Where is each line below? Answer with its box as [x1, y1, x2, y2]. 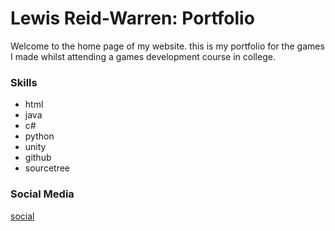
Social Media [10, 187, 75, 201]
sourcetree [24, 162, 70, 174]
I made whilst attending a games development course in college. [10, 50, 276, 62]
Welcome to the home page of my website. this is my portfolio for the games [10, 40, 325, 52]
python [24, 130, 55, 142]
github [24, 152, 52, 164]
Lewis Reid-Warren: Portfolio [10, 7, 255, 30]
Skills [10, 75, 38, 89]
